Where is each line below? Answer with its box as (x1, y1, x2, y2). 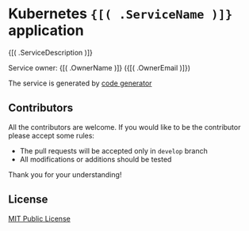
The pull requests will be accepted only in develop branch (19, 146, 208, 155)
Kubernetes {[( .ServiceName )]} (8, 5, 233, 23)
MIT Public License (8, 214, 71, 223)
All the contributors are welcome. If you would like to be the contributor (8, 122, 241, 131)
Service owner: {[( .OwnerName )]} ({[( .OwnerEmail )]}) (8, 62, 191, 72)
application (8, 21, 85, 40)
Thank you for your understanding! (8, 169, 122, 179)
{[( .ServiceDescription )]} (8, 47, 93, 57)
